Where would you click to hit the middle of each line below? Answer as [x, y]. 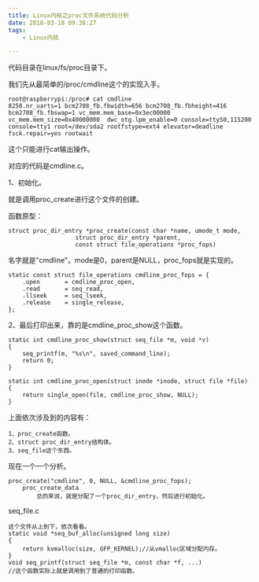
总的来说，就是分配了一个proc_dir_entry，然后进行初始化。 [123, 496]
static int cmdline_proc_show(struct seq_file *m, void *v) [109, 340]
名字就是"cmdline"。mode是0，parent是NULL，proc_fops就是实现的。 [123, 260]
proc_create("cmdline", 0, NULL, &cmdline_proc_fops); [100, 481]
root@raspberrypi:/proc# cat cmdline [70, 99]
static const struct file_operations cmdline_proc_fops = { [109, 275]
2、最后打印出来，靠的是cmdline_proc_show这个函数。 [98, 325]
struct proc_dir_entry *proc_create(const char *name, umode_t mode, [125, 231]
